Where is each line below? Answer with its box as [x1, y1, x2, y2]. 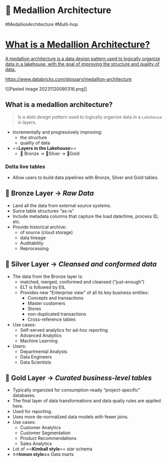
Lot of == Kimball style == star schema [12, 446, 93, 452]
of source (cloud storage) [20, 229, 73, 235]
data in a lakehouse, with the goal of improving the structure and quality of [5, 61, 160, 67]
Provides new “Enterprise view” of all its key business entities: [20, 290, 149, 296]
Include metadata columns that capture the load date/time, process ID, [12, 213, 159, 219]
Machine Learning [20, 337, 58, 343]
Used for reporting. [12, 409, 53, 415]
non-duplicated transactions [27, 311, 87, 317]
